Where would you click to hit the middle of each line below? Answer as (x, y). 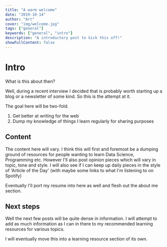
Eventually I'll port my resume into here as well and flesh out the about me (82, 185)
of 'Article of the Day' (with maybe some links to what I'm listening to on (79, 170)
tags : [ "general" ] (24, 29)
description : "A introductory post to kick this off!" (64, 38)
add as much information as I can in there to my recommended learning (79, 224)
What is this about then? (30, 81)
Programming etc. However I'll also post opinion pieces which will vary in (81, 160)
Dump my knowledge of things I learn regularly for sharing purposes (83, 121)
